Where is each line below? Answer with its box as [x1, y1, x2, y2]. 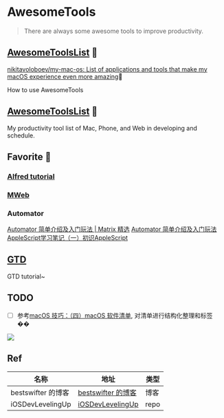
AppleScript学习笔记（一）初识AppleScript [7, 234, 128, 242]
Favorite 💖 [7, 151, 52, 162]
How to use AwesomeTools [7, 85, 84, 93]
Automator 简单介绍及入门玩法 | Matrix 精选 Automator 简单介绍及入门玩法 [7, 225, 217, 234]
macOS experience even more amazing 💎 [7, 72, 123, 80]
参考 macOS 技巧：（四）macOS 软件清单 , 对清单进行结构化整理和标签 [16, 311, 213, 320]
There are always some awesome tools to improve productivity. [23, 27, 204, 35]
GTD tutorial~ [7, 272, 46, 280]
